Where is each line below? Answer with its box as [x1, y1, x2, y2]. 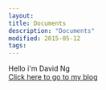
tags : [8, 42, 26, 50]
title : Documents [8, 19, 67, 27]
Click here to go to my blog [8, 72, 98, 82]
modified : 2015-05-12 [8, 34, 81, 43]
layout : [8, 11, 35, 20]
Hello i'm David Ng [8, 63, 71, 73]
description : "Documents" [8, 27, 95, 35]
